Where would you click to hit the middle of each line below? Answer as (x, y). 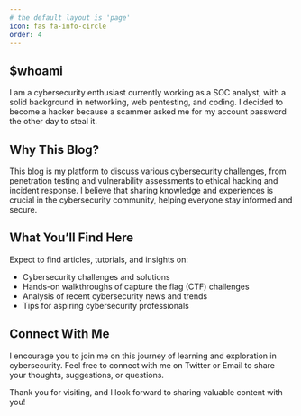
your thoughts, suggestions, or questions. (87, 375)
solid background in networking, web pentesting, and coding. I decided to (146, 102)
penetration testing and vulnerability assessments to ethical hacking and (144, 181)
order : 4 (26, 34)
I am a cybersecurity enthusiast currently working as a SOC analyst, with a (148, 93)
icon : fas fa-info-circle (58, 26)
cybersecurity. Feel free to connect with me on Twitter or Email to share (142, 365)
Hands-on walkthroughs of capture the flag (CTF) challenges (136, 286)
